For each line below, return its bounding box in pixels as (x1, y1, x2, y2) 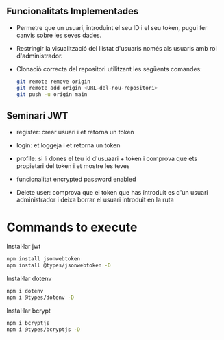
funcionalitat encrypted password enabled (16, 175, 136, 184)
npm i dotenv (6, 287, 44, 294)
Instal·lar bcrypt (6, 306, 51, 315)
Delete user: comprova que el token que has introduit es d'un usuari (16, 189, 208, 197)
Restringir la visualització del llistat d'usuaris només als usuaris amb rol (16, 44, 217, 52)
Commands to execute (6, 219, 138, 235)
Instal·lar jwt (6, 243, 41, 251)
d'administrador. (16, 51, 63, 60)
